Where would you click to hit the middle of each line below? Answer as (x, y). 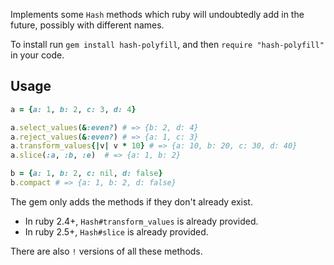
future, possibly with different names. (87, 25)
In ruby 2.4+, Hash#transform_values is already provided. (141, 221)
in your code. (37, 55)
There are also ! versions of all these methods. (106, 251)
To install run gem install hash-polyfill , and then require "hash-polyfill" (167, 44)
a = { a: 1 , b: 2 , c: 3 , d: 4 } (73, 109)
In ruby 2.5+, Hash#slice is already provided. (116, 231)
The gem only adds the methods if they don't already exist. (131, 201)
